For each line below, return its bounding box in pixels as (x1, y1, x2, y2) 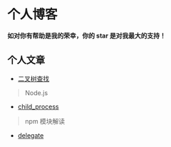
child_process (17, 102, 59, 111)
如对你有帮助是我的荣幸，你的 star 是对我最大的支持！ (7, 31, 166, 40)
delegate (17, 131, 44, 139)
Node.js (24, 88, 48, 97)
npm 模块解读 (24, 116, 66, 125)
